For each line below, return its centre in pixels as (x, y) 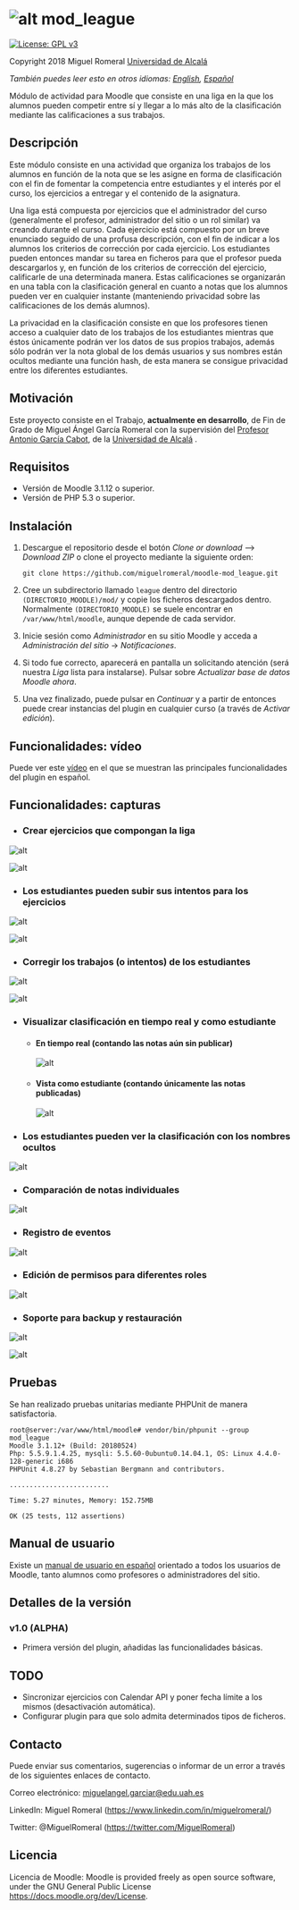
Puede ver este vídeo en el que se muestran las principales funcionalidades (148, 768)
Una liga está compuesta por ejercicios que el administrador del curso (138, 210)
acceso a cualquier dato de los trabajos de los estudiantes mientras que (141, 332)
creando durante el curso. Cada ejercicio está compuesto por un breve (140, 229)
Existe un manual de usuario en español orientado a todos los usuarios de (145, 1565)
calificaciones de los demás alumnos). (79, 305)
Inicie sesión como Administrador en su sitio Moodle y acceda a (140, 636)
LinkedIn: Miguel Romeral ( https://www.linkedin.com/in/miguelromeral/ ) (141, 1810)
